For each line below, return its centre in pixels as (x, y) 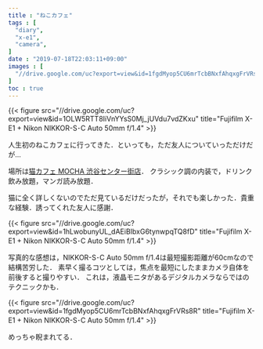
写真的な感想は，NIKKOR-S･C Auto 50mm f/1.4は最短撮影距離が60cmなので (131, 258)
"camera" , (31, 45)
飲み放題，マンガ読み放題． (53, 181)
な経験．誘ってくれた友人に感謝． (63, 208)
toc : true (26, 88)
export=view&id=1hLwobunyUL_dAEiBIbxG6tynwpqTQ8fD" (103, 231)
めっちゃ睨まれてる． (42, 337)
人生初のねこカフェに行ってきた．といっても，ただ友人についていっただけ (127, 145)
